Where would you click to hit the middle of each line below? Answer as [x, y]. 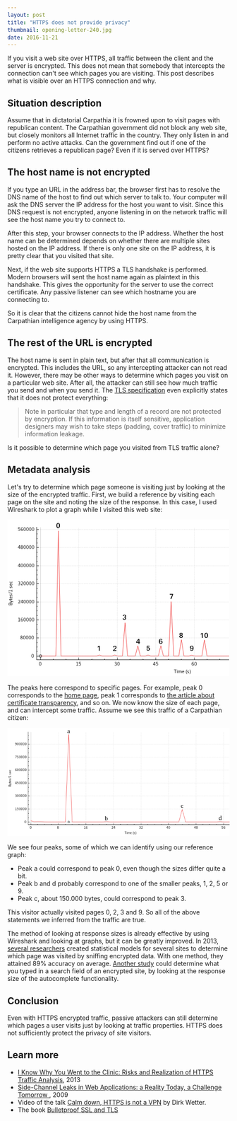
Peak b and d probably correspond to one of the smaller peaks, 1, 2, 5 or [123, 883]
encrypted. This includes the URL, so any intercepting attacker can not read [117, 367]
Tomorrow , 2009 [43, 1094]
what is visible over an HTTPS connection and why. [82, 81]
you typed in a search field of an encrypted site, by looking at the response [116, 971]
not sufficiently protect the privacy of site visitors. [79, 1033]
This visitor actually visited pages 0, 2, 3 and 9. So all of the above [104, 912]
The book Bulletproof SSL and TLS [68, 1110]
